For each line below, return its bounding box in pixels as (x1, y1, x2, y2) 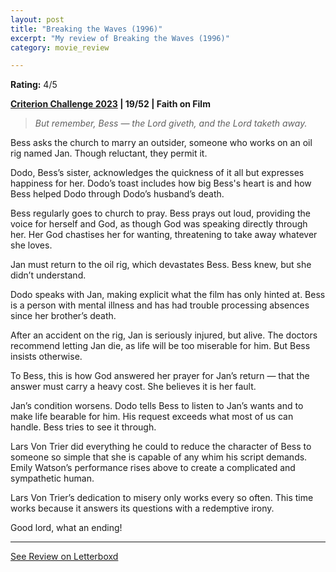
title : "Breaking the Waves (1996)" (10, 24, 163, 34)
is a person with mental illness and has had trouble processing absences (10, 299, 310, 311)
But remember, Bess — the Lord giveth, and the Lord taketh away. (34, 117, 308, 130)
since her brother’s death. (10, 310, 117, 322)
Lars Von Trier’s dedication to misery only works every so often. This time (10, 492, 314, 504)
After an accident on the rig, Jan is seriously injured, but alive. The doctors (10, 329, 318, 341)
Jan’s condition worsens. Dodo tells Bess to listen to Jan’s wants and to (10, 400, 304, 412)
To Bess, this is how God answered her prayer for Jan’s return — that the (10, 370, 310, 382)
